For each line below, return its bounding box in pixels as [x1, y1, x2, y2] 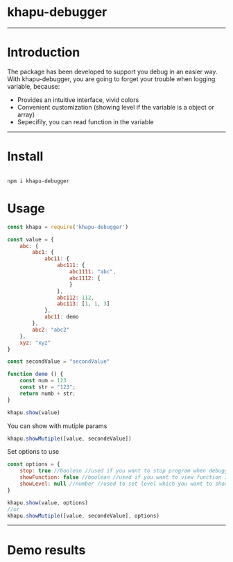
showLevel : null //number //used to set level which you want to [19, 480, 213, 487]
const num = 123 [19, 377, 67, 384]
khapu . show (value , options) [7, 499, 89, 506]
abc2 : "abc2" [32, 326, 70, 333]
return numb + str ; [19, 390, 76, 397]
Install [7, 148, 44, 164]
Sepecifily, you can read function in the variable [17, 117, 154, 126]
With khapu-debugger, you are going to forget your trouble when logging [7, 74, 216, 83]
